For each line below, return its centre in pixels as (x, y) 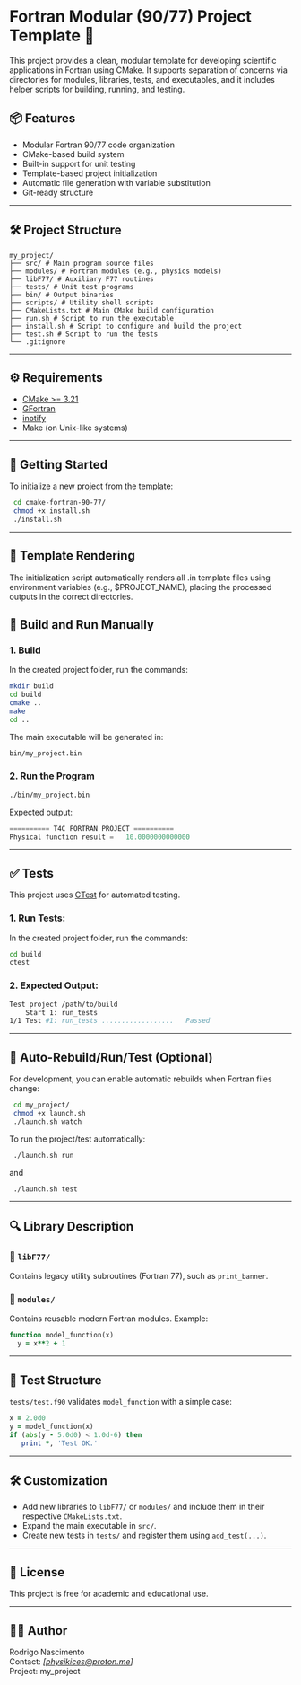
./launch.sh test (45, 1189)
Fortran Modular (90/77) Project (131, 17)
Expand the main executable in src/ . (89, 1526)
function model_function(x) (62, 1336)
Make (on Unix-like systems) (75, 428)
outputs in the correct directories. (71, 596)
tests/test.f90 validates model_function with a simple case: (121, 1402)
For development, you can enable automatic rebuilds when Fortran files (141, 1079)
